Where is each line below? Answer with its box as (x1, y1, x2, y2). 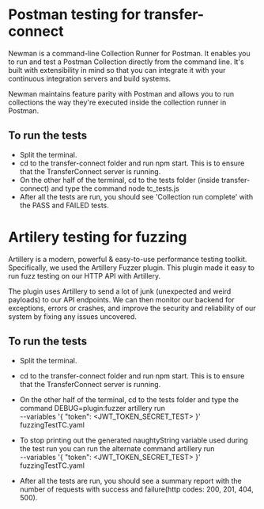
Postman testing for (8, 6, 141, 24)
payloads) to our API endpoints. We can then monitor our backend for (8, 294, 235, 304)
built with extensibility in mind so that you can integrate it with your (8, 65, 226, 74)
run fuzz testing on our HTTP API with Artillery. (8, 271, 160, 280)
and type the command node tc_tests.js (51, 184, 179, 193)
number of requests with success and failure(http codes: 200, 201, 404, (19, 484, 255, 494)
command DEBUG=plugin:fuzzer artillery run (19, 403, 166, 412)
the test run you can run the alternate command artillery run (19, 443, 215, 453)
